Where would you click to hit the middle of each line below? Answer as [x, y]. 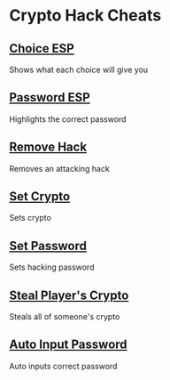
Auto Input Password [68, 345]
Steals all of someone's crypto [65, 317]
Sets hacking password [52, 267]
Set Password [48, 246]
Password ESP [50, 97]
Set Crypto [40, 197]
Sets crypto [30, 218]
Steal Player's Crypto [69, 295]
